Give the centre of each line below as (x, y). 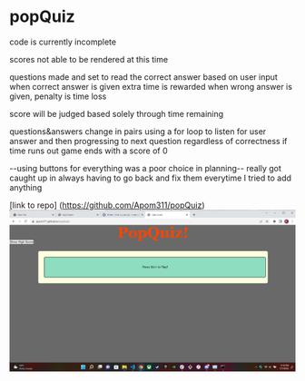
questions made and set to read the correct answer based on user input (144, 77)
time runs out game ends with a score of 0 (89, 151)
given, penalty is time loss (58, 96)
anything (26, 187)
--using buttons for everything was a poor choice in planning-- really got (145, 168)
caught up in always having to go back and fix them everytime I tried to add (151, 178)
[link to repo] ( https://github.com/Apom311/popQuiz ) (108, 205)
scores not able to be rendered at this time (89, 59)
